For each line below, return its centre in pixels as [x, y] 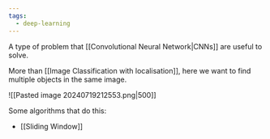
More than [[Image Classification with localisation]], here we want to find [130, 70]
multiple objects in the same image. [68, 79]
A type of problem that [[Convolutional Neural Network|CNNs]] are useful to [135, 46]
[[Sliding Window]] [51, 126]
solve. [19, 55]
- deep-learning [43, 23]
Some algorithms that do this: [58, 111]
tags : [17, 16]
